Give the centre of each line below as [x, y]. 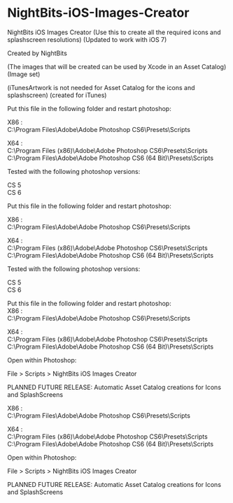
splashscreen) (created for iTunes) [57, 95]
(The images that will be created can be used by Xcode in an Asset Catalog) [117, 66]
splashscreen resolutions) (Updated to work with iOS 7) [87, 39]
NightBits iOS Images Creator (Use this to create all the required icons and [114, 32]
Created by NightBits [37, 53]
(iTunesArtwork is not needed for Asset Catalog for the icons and [101, 87]
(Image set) [24, 74]
